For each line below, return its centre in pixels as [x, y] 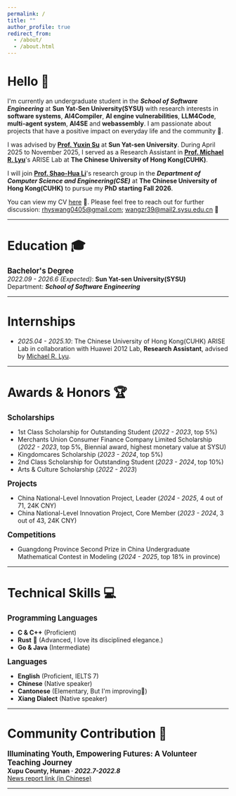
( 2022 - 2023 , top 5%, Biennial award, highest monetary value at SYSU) [122, 447]
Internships [41, 322]
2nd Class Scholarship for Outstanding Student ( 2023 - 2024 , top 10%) [120, 462]
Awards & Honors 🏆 [67, 393]
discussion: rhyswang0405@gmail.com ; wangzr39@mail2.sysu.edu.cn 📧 [113, 209]
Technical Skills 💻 [62, 593]
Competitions [32, 534]
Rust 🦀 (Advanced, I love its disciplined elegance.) [90, 639]
